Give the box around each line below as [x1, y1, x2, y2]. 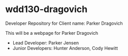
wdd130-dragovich [5, 4, 88, 15]
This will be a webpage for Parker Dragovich [5, 30, 99, 36]
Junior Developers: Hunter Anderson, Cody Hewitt [12, 45, 118, 51]
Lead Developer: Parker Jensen [12, 39, 79, 46]
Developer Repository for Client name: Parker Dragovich [5, 20, 123, 26]
